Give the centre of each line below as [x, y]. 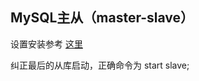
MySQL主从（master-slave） [102, 18]
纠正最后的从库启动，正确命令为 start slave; [100, 65]
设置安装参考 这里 [46, 44]
